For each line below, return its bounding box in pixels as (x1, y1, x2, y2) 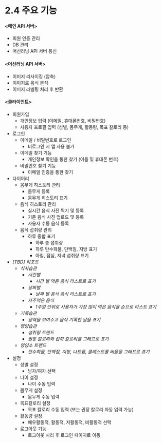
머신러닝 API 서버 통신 (12, 48, 57, 54)
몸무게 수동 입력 (27, 393, 60, 399)
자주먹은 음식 (27, 297, 55, 303)
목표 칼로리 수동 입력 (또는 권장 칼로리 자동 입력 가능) (27, 406, 134, 412)
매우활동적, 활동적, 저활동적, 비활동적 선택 (27, 419, 112, 425)
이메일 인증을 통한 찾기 (27, 169, 74, 175)
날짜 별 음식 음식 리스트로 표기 (35, 291, 96, 297)
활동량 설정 (20, 413, 42, 419)
